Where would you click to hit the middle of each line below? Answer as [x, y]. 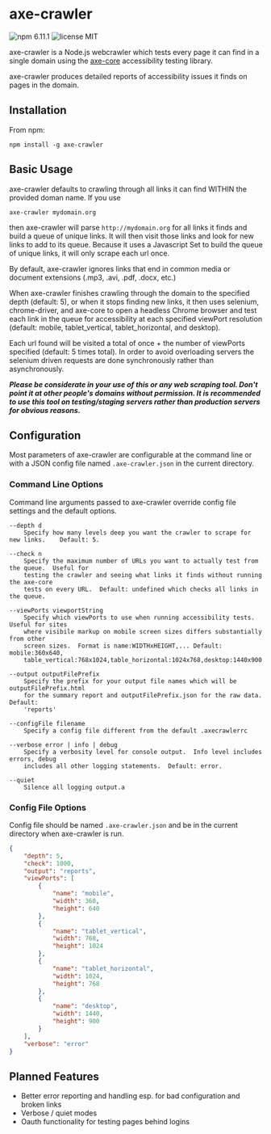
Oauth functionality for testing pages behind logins [105, 1122]
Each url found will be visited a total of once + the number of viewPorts [127, 343]
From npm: [27, 129]
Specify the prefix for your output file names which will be [130, 681]
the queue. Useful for [49, 568]
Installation [38, 110]
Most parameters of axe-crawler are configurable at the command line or [131, 455]
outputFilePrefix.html [47, 688]
